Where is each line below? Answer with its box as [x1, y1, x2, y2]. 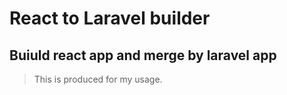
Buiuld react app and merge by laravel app [9, 47, 277, 64]
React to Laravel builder [9, 7, 211, 30]
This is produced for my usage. [33, 73, 163, 85]
